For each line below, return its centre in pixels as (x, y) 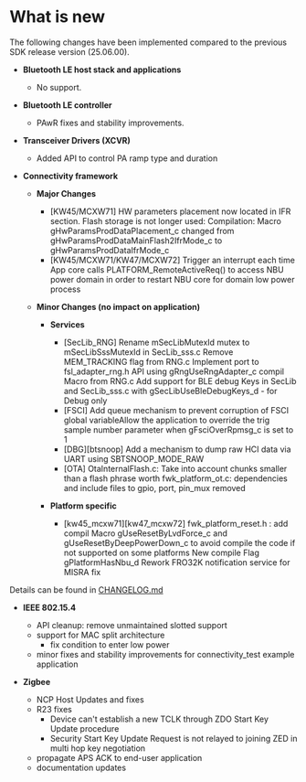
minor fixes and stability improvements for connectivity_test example (165, 654)
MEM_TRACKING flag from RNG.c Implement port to (161, 361)
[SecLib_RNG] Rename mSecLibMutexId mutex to (157, 342)
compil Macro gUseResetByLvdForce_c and (146, 533)
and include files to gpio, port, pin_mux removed (155, 487)
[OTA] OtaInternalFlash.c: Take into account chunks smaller (175, 468)
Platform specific (83, 506)
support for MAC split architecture (100, 635)
